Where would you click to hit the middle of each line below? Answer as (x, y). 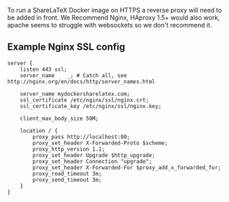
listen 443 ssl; (44, 69)
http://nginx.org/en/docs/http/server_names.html (81, 81)
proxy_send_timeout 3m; (67, 180)
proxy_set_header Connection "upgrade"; (92, 161)
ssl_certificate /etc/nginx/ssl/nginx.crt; (85, 100)
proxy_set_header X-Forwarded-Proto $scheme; (100, 143)
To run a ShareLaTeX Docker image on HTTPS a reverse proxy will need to (115, 10)
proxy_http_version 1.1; (69, 149)
